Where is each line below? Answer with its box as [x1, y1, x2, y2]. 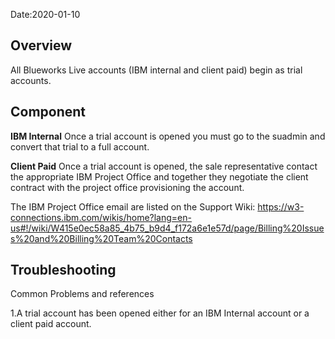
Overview [10, 37, 73, 54]
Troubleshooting [10, 262, 117, 279]
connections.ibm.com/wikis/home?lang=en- [10, 211, 192, 223]
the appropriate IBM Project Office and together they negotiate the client [10, 170, 309, 183]
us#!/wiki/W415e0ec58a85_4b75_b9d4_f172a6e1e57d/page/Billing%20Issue [10, 222, 325, 234]
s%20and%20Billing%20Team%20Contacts [10, 232, 193, 244]
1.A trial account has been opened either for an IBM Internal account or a [10, 307, 310, 319]
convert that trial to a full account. [10, 140, 150, 153]
